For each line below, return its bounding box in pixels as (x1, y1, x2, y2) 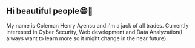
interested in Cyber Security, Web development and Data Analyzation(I (6, 28, 183, 35)
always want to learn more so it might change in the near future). (6, 34, 168, 42)
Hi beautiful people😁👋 (6, 6, 93, 16)
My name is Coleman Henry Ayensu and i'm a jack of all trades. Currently (6, 22, 189, 29)
